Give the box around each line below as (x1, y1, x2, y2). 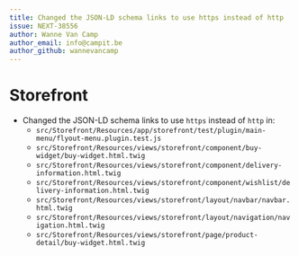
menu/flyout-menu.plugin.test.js (35, 134, 162, 144)
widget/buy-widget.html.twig (35, 152, 146, 161)
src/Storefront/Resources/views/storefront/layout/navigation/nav (35, 213, 291, 223)
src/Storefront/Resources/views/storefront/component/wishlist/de (35, 179, 291, 188)
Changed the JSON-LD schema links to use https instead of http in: (22, 115, 276, 126)
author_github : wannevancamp (9, 47, 119, 56)
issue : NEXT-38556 (9, 22, 78, 31)
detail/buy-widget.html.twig (35, 239, 146, 248)
